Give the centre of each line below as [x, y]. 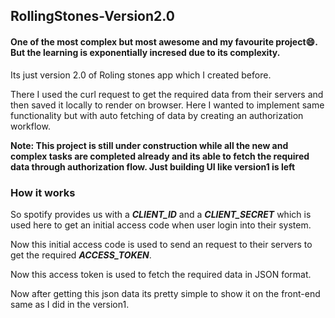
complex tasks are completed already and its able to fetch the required [160, 156]
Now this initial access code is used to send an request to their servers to [161, 244]
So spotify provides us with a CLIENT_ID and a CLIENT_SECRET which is [161, 214]
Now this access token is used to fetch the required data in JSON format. [161, 274]
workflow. [30, 126]
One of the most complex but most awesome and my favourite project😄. [164, 41]
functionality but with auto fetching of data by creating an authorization [157, 115]
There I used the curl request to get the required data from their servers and [167, 94]
